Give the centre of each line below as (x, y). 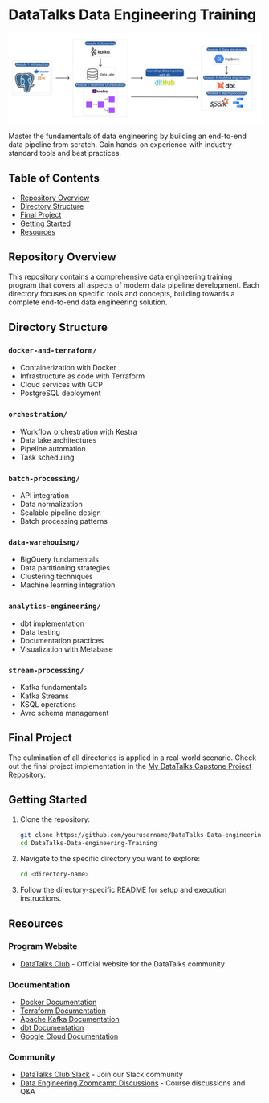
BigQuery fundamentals (59, 559)
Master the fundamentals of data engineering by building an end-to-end (128, 136)
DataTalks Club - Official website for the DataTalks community (122, 964)
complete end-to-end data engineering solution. (88, 302)
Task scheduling (47, 457)
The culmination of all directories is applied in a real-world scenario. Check (132, 758)
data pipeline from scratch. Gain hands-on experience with (106, 145)
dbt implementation (52, 623)
